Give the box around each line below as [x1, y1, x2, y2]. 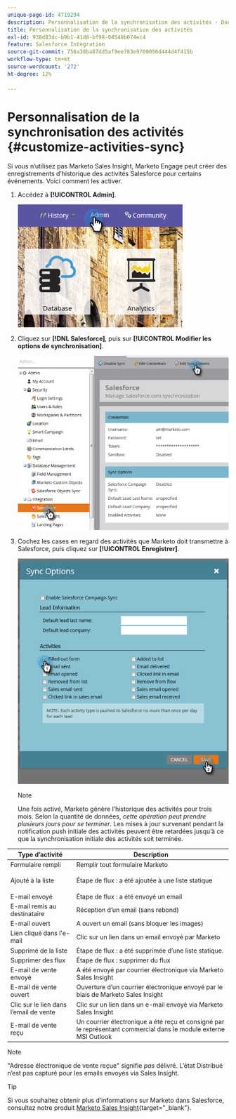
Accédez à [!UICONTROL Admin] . [17, 190, 117, 199]
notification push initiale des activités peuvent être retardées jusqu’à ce [17, 827, 224, 835]
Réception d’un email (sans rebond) [76, 906, 179, 914]
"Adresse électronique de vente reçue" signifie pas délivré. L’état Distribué [7, 1061, 223, 1070]
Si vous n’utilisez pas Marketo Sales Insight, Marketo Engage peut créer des [7, 162, 227, 171]
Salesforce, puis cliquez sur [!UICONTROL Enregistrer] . [17, 545, 180, 553]
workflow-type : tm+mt [7, 56, 71, 63]
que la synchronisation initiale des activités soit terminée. [17, 835, 184, 843]
